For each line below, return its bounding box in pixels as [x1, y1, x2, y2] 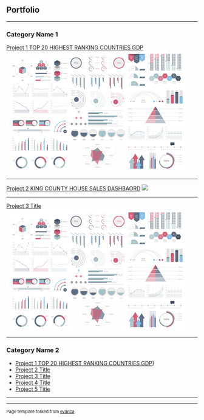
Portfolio [6, 5, 40, 15]
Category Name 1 [6, 30, 58, 38]
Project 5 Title [15, 385, 50, 393]
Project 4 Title [15, 379, 50, 387]
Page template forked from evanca [6, 408, 75, 415]
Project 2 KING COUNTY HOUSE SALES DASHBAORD [6, 185, 141, 192]
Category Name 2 [6, 346, 59, 354]
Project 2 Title [15, 366, 50, 373]
